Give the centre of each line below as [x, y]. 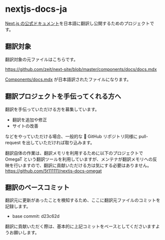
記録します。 [18, 206]
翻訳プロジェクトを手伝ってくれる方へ [63, 96]
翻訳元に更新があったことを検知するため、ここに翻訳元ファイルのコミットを [83, 200]
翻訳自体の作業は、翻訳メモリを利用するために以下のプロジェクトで [74, 153]
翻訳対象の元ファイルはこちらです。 [42, 59]
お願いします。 [24, 233]
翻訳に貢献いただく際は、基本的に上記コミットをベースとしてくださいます [81, 226]
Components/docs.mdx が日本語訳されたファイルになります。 [68, 79]
